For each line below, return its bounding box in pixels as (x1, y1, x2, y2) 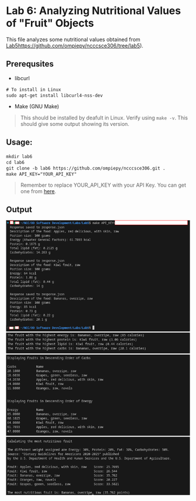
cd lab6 (6, 159, 25, 165)
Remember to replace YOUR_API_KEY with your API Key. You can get (20, 181, 187, 188)
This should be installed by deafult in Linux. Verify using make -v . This (20, 114, 188, 121)
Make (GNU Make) (14, 102, 60, 109)
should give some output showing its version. (20, 120, 129, 127)
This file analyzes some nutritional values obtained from (6, 36, 141, 43)
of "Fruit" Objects (6, 16, 94, 30)
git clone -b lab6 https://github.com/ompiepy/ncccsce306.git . (6, 165, 166, 171)
